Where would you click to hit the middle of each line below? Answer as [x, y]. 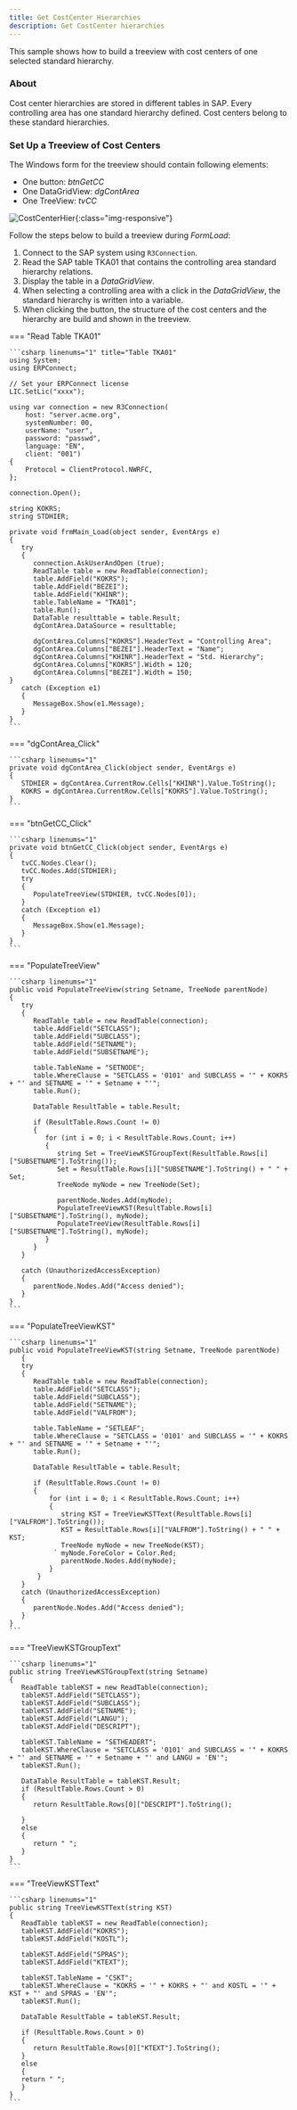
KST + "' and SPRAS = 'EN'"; [63, 1994]
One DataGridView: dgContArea [80, 192]
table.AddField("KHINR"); [80, 595]
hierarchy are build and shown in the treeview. [106, 319]
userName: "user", [59, 431]
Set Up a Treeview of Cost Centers [85, 145]
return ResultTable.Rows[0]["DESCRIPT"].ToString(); [132, 1805]
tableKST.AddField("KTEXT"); [75, 1963]
